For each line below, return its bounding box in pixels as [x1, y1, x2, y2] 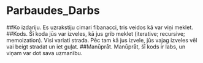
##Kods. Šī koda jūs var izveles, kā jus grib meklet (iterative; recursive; [6, 30, 185, 37]
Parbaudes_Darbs [6, 4, 100, 18]
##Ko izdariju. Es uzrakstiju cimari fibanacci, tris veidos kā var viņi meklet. [6, 24, 193, 31]
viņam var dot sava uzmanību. [6, 49, 83, 56]
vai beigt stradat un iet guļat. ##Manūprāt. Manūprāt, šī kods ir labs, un [6, 43, 186, 50]
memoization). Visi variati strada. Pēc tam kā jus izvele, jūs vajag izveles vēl [6, 36, 197, 44]
